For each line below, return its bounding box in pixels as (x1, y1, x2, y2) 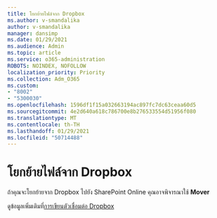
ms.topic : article (7, 50, 61, 57)
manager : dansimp (7, 29, 58, 37)
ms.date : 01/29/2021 (7, 36, 68, 43)
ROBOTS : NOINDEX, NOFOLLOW (7, 62, 86, 69)
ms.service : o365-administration (7, 56, 105, 63)
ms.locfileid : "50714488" (7, 134, 83, 141)
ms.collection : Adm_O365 (7, 75, 80, 83)
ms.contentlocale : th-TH (7, 121, 80, 128)
